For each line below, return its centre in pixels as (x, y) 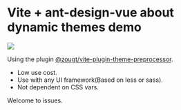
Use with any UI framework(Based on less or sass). (90, 80)
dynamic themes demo (74, 27)
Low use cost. (37, 72)
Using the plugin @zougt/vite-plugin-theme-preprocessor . (90, 59)
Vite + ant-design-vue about (91, 13)
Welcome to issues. (35, 100)
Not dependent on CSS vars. (58, 87)
